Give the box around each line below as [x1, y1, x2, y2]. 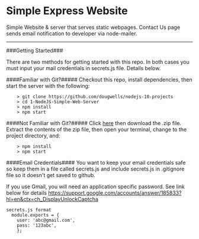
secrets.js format [6, 207, 52, 213]
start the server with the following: [6, 82, 90, 89]
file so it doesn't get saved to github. [6, 171, 96, 178]
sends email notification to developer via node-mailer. [6, 30, 137, 37]
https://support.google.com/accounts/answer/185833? [48, 189, 182, 196]
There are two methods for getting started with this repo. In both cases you [6, 58, 190, 66]
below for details [6, 189, 47, 196]
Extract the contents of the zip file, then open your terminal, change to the [6, 126, 187, 133]
